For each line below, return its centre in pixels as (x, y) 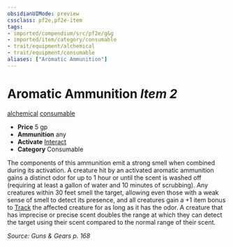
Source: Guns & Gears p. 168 (49, 236)
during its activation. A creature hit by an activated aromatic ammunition (111, 170)
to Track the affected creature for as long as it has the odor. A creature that (115, 207)
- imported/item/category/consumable (62, 40)
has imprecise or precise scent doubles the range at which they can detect (115, 215)
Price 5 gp (32, 127)
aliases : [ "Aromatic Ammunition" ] (58, 59)
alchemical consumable (41, 113)
